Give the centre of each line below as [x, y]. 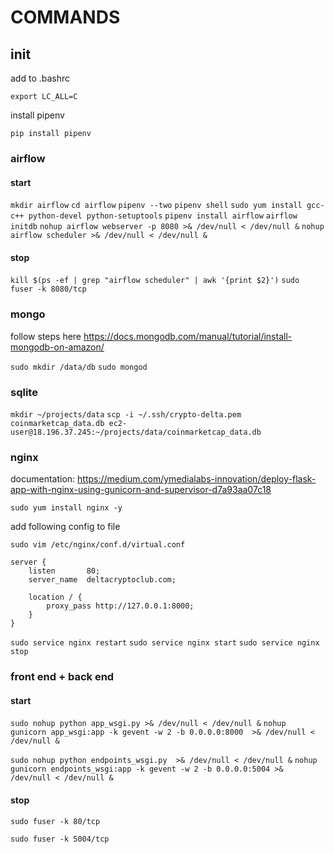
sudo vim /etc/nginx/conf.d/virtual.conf [98, 545]
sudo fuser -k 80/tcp [55, 821]
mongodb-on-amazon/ [57, 347]
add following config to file [65, 527]
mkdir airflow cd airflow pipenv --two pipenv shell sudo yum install [156, 206]
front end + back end [62, 677]
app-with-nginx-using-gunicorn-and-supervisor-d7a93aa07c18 [141, 490]
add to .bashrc [40, 78]
